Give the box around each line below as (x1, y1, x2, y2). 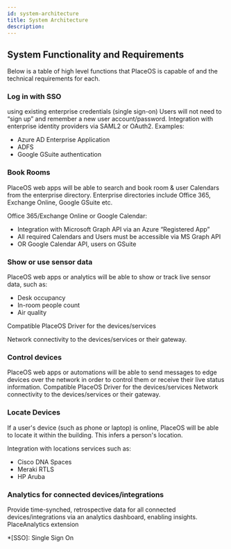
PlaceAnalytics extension (7, 520, 79, 528)
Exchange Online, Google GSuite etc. (7, 198, 113, 207)
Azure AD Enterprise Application (17, 136, 110, 144)
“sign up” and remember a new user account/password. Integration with (7, 115, 214, 123)
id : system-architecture (7, 10, 79, 17)
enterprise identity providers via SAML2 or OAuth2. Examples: (7, 122, 185, 130)
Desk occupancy (17, 294, 66, 302)
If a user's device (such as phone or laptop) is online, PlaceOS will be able (7, 424, 219, 432)
